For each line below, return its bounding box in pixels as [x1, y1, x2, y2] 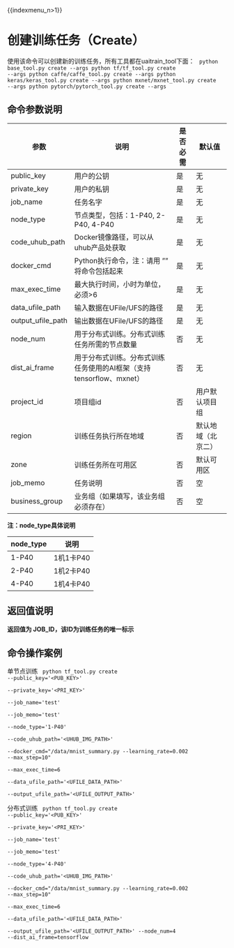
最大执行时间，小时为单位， [74, 279, 166, 289]
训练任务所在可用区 [74, 460, 138, 470]
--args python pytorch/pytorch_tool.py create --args [7, 83, 167, 90]
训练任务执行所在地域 [74, 431, 145, 440]
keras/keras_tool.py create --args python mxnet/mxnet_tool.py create [7, 77, 217, 84]
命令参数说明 [7, 104, 63, 116]
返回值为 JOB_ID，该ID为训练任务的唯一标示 [7, 625, 134, 633]
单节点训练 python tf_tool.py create [7, 667, 118, 676]
